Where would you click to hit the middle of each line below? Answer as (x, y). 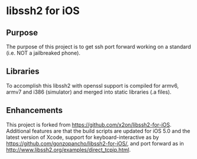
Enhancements (35, 110)
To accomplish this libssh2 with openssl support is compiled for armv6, (92, 85)
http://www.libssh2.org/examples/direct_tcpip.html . (68, 150)
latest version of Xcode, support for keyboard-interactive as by (83, 137)
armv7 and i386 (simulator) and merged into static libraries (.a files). (89, 92)
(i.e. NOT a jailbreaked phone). (43, 53)
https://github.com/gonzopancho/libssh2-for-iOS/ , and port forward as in (95, 143)
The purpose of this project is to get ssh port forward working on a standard (99, 47)
